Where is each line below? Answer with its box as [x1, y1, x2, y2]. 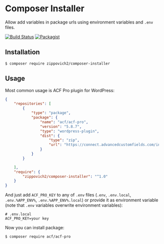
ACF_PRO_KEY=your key [5, 216, 49, 221]
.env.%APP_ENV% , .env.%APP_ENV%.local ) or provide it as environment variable [5, 197, 159, 203]
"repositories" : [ [14, 101, 51, 106]
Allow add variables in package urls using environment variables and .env [5, 19, 153, 25]
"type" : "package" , [31, 111, 71, 116]
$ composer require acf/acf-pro [5, 234, 71, 239]
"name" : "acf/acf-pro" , [40, 120, 89, 124]
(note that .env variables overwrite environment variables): [5, 202, 123, 208]
